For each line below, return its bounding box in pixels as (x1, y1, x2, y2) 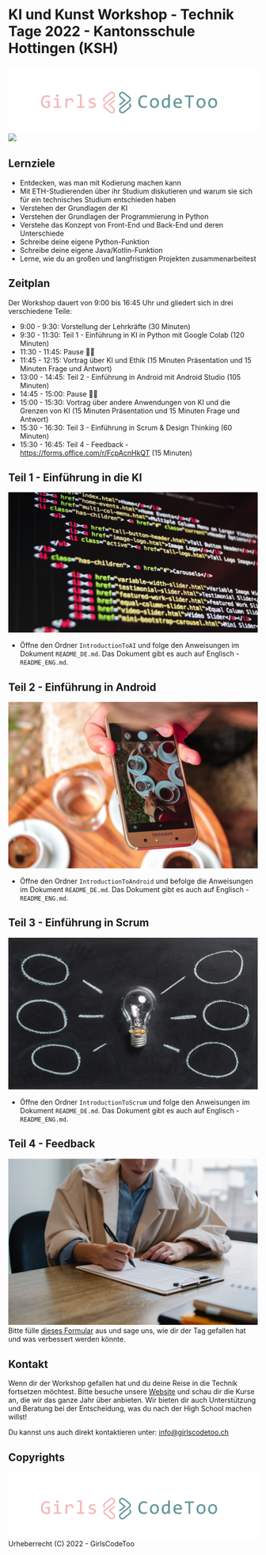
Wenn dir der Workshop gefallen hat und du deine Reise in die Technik (8, 1378, 238, 1388)
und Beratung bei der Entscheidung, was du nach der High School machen (8, 1404, 252, 1413)
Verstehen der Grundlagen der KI (19, 203, 128, 213)
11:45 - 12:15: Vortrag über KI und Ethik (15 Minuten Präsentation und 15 (19, 355, 252, 365)
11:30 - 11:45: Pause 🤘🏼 (19, 347, 95, 356)
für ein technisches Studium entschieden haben (19, 194, 177, 204)
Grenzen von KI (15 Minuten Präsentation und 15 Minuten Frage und (19, 406, 240, 416)
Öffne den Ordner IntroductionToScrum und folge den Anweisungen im (19, 1097, 251, 1107)
